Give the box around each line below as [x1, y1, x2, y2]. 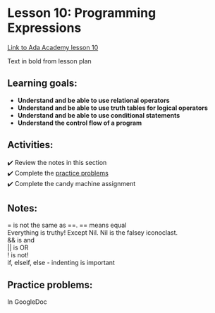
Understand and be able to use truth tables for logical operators [17, 104, 208, 112]
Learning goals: [7, 78, 78, 90]
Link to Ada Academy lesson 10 [7, 43, 99, 51]
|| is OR [7, 243, 29, 252]
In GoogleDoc [7, 297, 47, 306]
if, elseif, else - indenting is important [7, 259, 115, 267]
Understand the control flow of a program [17, 118, 142, 127]
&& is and [7, 236, 35, 245]
